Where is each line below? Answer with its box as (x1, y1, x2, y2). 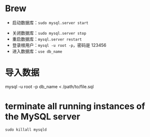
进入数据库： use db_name (12, 48, 63, 54)
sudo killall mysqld (5, 127, 47, 132)
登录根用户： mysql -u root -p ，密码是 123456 (12, 42, 107, 48)
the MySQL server (5, 111, 81, 122)
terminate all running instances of (5, 101, 146, 112)
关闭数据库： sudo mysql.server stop (12, 30, 86, 36)
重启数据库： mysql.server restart (12, 36, 82, 42)
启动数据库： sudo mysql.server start (12, 20, 89, 25)
